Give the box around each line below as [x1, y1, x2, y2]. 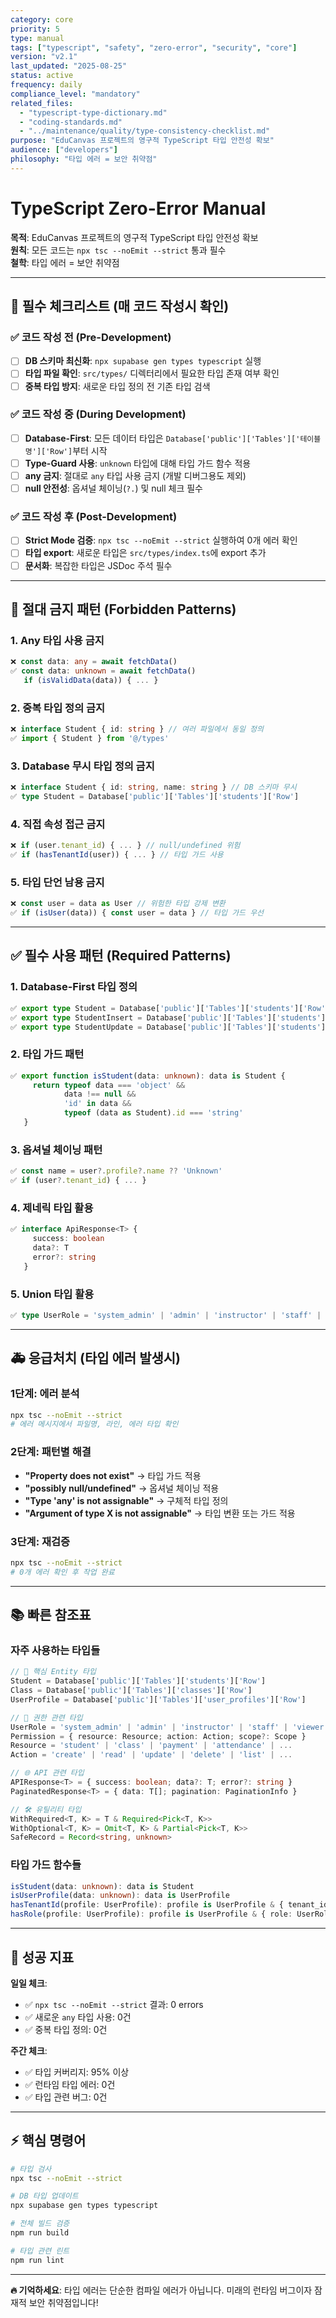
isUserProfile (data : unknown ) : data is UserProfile [10, 1891, 230, 1901]
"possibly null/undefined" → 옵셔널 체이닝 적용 [24, 1482, 220, 1494]
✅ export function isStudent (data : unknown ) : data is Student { [10, 1071, 286, 1081]
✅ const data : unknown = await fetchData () [10, 666, 197, 676]
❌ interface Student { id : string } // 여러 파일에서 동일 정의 [10, 724, 264, 735]
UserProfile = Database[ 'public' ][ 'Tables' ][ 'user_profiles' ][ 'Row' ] [10, 1694, 307, 1705]
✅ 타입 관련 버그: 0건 [24, 2091, 108, 2103]
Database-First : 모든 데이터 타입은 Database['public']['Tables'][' [24, 432, 301, 444]
